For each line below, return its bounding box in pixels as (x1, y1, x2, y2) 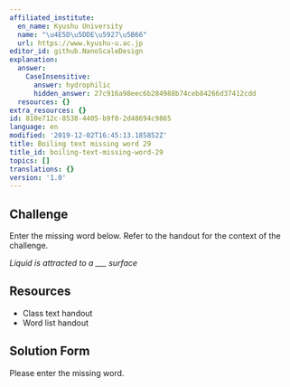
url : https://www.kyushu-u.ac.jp (17, 38, 144, 48)
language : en (9, 123, 59, 132)
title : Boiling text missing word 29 (9, 139, 152, 148)
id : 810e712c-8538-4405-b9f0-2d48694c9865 (9, 114, 172, 123)
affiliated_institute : (9, 13, 95, 23)
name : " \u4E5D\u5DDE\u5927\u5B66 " (17, 30, 147, 39)
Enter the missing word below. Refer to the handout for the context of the (9, 231, 282, 241)
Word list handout (22, 317, 89, 328)
